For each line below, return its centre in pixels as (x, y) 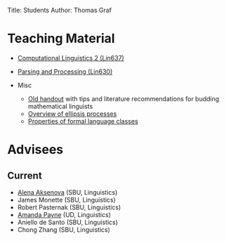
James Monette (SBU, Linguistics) (66, 200)
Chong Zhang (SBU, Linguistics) (64, 229)
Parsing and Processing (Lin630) (65, 71)
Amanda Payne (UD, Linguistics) (64, 214)
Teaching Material (61, 39)
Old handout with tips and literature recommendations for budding (124, 98)
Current (25, 175)
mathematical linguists (60, 106)
